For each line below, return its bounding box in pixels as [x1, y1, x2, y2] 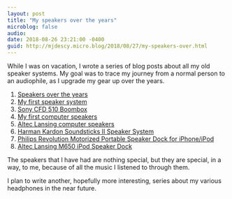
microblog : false [7, 23, 58, 30]
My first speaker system [17, 98, 87, 105]
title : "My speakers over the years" [7, 17, 117, 24]
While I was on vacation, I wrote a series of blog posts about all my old [7, 62, 210, 70]
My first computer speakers [17, 112, 98, 121]
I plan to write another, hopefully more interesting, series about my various [7, 177, 222, 185]
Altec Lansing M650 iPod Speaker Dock [17, 142, 133, 150]
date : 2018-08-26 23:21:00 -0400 [7, 36, 105, 43]
